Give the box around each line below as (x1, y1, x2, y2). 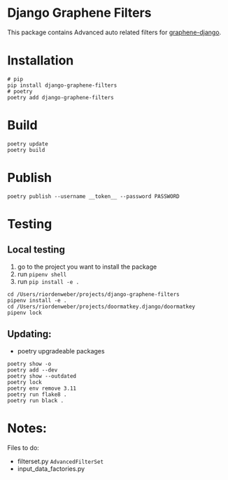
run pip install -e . (17, 277, 80, 285)
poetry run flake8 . (7, 390, 68, 398)
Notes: (7, 420, 48, 436)
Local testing (7, 243, 65, 256)
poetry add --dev (7, 366, 58, 374)
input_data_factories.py (17, 464, 85, 473)
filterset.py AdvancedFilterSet (17, 457, 104, 465)
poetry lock (7, 379, 42, 386)
